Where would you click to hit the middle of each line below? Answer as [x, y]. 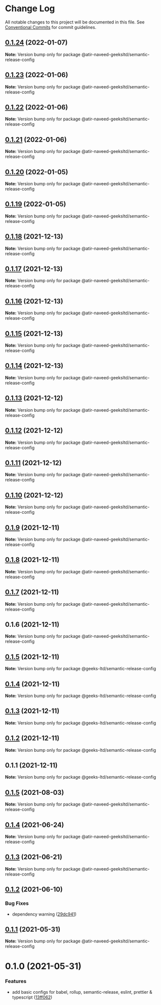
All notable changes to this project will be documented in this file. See [75, 22]
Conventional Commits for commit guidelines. [51, 27]
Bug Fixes [17, 903]
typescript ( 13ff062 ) [32, 997]
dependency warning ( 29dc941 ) [44, 914]
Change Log [30, 9]
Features [16, 982]
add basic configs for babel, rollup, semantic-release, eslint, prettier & [82, 992]
